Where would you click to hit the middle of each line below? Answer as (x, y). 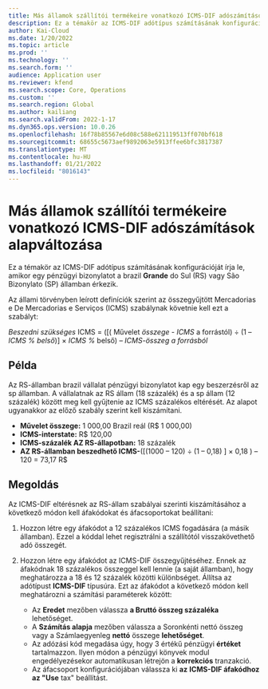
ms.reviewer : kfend (41, 82)
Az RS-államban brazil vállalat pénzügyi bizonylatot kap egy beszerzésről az (134, 385)
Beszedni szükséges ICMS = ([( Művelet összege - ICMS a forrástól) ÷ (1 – (130, 331)
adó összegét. (43, 544)
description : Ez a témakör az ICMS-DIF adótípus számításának (114, 23)
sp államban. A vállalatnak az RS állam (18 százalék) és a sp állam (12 (122, 393)
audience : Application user (55, 75)
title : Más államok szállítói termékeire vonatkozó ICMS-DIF (112, 16)
